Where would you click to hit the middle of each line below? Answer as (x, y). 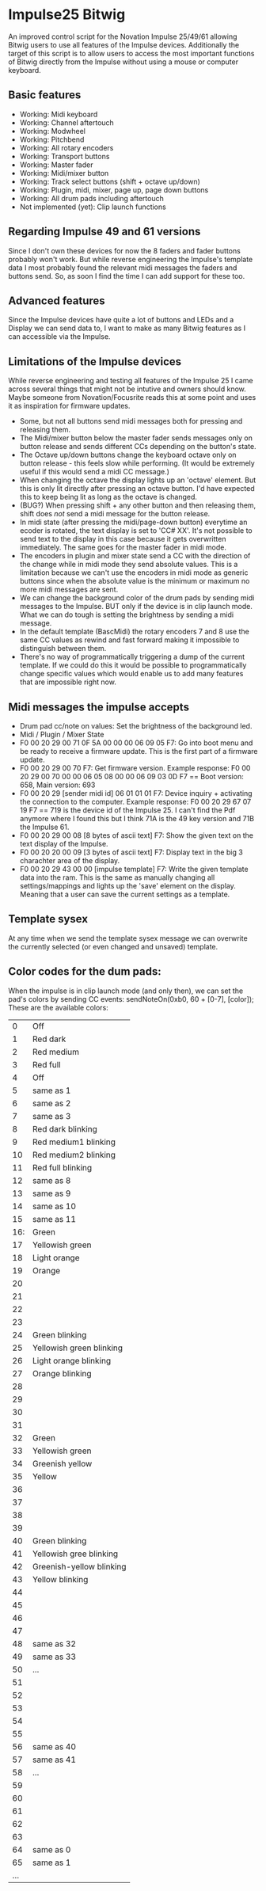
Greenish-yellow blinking (80, 1566)
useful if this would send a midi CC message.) (95, 472)
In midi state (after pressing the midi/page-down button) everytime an (133, 522)
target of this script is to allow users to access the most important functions (131, 53)
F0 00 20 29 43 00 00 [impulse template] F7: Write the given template (134, 869)
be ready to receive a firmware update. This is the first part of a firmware (139, 751)
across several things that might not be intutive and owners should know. (127, 389)
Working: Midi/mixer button (64, 173)
